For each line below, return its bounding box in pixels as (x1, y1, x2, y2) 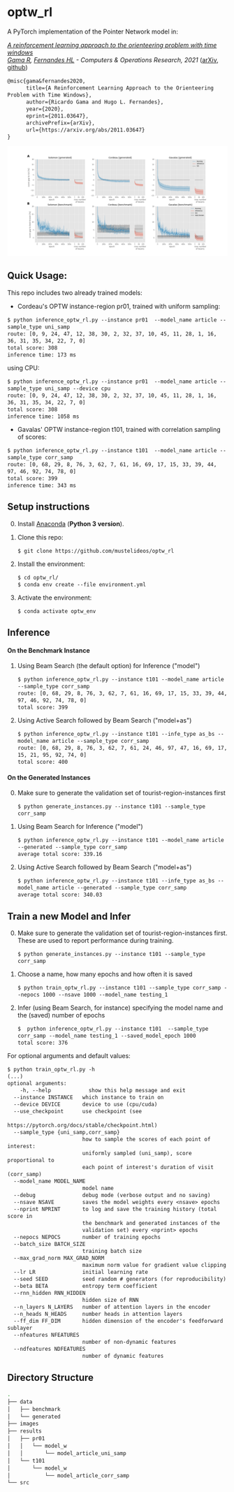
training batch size (82, 1248, 142, 1255)
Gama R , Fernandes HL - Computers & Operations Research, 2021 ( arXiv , (7, 55, 219, 64)
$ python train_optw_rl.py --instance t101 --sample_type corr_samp (17, 985, 221, 992)
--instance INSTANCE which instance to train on (13, 1094, 164, 1101)
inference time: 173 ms (7, 351, 77, 358)
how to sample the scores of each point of (82, 1136, 211, 1143)
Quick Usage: (7, 270, 68, 282)
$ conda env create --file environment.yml (17, 581, 147, 588)
